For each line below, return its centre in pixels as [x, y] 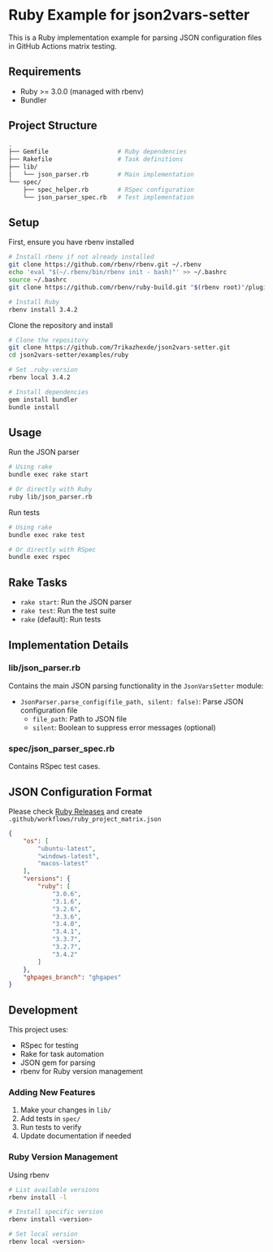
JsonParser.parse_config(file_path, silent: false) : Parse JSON [132, 701]
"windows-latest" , [69, 856]
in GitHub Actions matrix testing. [63, 46]
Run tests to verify [51, 1128]
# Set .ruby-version [43, 370]
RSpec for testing [49, 1045]
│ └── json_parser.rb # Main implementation [102, 175]
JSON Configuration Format [80, 792]
